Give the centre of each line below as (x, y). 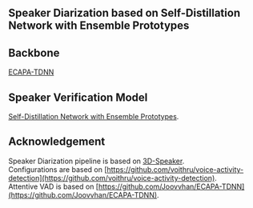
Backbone (34, 52)
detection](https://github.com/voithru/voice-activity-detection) (112, 178)
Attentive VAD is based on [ (53, 186)
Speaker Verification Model (78, 97)
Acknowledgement (57, 142)
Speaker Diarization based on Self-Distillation (124, 13)
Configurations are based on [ (58, 169)
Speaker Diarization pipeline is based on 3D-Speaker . (96, 161)
